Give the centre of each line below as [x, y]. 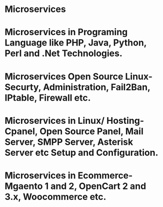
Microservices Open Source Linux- [79, 76]
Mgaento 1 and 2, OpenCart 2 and [75, 186]
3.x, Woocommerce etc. [55, 197]
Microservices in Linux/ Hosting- [74, 121]
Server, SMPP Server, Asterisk [69, 142]
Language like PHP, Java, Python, [76, 43]
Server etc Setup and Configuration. [81, 153]
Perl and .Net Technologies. [64, 53]
